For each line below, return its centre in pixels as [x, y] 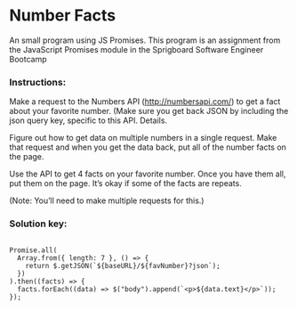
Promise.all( [33, 250]
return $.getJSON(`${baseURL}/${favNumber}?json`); [123, 265]
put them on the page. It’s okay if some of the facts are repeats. [125, 184]
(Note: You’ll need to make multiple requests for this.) [107, 200]
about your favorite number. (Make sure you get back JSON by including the [149, 111]
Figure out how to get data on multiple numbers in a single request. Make [143, 138]
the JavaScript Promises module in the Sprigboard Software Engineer [136, 49]
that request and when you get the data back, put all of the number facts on [148, 147]
